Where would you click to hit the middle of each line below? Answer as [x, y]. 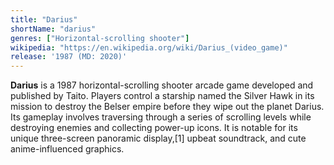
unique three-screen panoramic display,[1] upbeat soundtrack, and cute [158, 138]
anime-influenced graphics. [67, 149]
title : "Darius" [44, 19]
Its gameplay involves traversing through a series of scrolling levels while [161, 117]
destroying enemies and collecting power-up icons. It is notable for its [154, 128]
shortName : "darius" [53, 29]
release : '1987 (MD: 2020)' [69, 57]
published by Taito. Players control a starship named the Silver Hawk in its [162, 96]
